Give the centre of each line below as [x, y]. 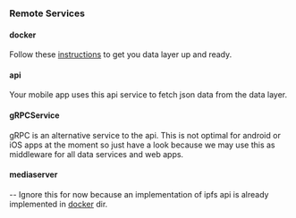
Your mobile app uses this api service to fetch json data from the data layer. [148, 95]
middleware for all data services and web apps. [97, 154]
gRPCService [34, 115]
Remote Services [47, 13]
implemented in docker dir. [59, 204]
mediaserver [34, 175]
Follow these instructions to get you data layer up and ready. [121, 54]
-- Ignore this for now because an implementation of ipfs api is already [139, 194]
